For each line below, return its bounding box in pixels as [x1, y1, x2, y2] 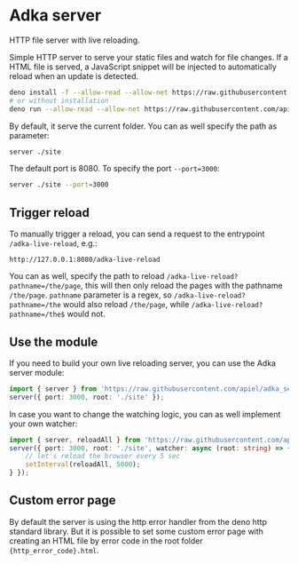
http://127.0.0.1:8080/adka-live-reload [9, 255, 161, 265]
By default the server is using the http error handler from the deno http [9, 516, 268, 527]
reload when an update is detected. [9, 70, 139, 81]
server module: [9, 367, 65, 377]
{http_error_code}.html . [9, 544, 99, 555]
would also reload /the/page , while [63, 299, 190, 310]
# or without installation [9, 96, 109, 105]
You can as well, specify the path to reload [9, 271, 165, 282]
